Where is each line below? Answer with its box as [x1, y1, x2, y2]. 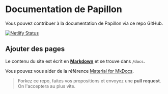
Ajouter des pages [5, 44, 65, 54]
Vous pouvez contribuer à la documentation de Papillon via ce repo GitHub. [5, 20, 163, 26]
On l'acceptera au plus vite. [17, 83, 76, 89]
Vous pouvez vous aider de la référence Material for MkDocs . [5, 68, 134, 74]
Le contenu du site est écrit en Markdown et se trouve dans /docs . [5, 58, 145, 64]
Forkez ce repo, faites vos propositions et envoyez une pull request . [17, 77, 161, 84]
